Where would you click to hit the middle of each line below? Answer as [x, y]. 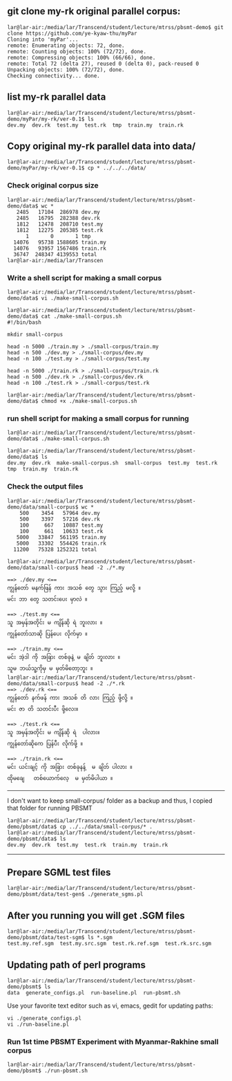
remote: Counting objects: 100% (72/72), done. [77, 51]
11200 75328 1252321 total [55, 549]
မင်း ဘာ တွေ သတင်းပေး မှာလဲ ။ [47, 599]
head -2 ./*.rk [103, 683]
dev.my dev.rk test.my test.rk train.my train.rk [88, 845]
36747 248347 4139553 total [55, 254]
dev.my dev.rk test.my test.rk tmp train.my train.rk [96, 125]
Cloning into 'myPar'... [43, 39]
